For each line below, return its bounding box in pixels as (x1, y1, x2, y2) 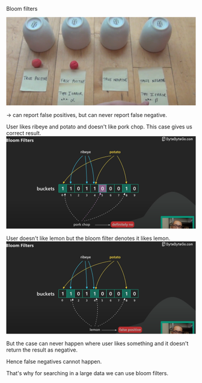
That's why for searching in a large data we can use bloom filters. (6, 369, 168, 376)
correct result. (6, 130, 41, 137)
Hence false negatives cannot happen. (6, 358, 102, 365)
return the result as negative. (6, 346, 78, 353)
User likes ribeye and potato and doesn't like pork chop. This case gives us (6, 123, 192, 130)
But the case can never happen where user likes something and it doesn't (6, 340, 189, 347)
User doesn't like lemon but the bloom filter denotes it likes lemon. (6, 235, 171, 242)
